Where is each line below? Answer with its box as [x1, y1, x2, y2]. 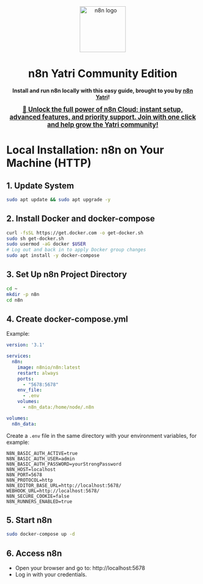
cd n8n [6, 297, 23, 303]
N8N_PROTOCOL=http [6, 477, 53, 483]
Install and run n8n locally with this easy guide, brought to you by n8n [12, 87, 194, 94]
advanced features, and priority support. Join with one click [9, 113, 196, 121]
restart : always [17, 370, 59, 376]
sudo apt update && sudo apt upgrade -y [6, 196, 111, 202]
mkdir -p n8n [6, 291, 40, 297]
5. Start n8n [6, 515, 53, 525]
